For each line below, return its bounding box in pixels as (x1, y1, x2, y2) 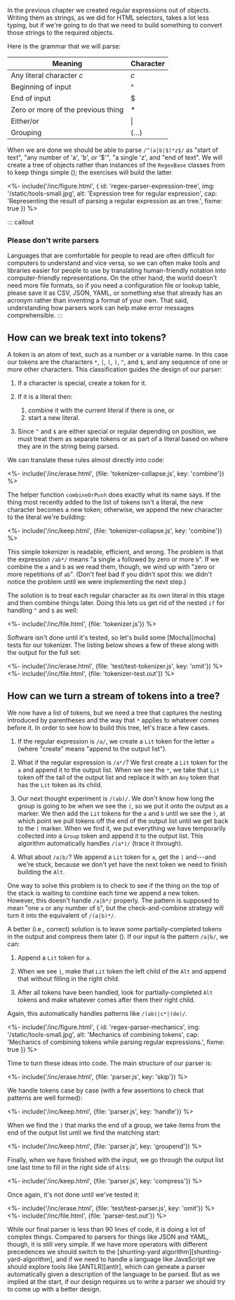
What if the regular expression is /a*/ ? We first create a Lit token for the (17, 758, 228, 766)
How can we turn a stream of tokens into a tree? (7, 689, 220, 702)
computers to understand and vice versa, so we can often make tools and (7, 259, 220, 267)
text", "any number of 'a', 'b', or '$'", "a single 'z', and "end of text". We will (7, 153, 223, 161)
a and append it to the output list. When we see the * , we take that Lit (17, 765, 220, 774)
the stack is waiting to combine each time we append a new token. (7, 888, 200, 897)
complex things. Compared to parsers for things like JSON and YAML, (7, 1232, 209, 1241)
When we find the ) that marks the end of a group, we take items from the (7, 1121, 221, 1129)
